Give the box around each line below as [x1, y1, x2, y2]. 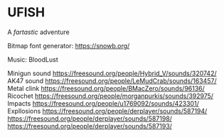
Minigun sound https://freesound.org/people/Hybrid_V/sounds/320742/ [7, 69, 217, 77]
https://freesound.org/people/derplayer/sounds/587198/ [7, 114, 173, 123]
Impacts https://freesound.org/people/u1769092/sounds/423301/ [7, 99, 199, 107]
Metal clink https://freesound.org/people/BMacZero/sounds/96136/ [7, 84, 205, 92]
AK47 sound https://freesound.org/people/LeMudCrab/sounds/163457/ [7, 76, 217, 85]
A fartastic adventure [7, 28, 70, 36]
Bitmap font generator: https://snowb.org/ [7, 41, 130, 50]
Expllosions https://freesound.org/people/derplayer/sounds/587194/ [7, 106, 208, 115]
